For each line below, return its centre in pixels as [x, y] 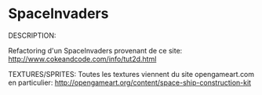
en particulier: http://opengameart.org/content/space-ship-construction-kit [130, 82]
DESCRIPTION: [32, 35]
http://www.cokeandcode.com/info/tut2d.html [82, 59]
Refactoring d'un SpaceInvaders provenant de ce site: [95, 50]
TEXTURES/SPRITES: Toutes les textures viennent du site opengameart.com [131, 74]
